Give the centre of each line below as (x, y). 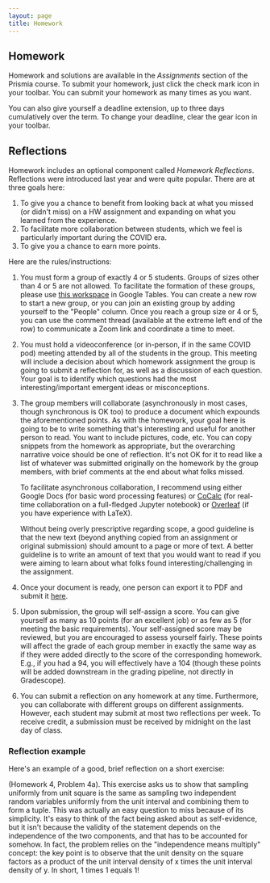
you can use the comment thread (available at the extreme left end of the (141, 321)
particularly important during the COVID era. (93, 238)
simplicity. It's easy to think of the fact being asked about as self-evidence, (133, 819)
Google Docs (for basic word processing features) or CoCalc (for (128, 496)
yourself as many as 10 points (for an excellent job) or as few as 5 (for (136, 620)
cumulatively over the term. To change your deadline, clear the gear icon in (133, 117)
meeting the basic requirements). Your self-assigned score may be (131, 629)
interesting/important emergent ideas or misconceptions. (114, 388)
